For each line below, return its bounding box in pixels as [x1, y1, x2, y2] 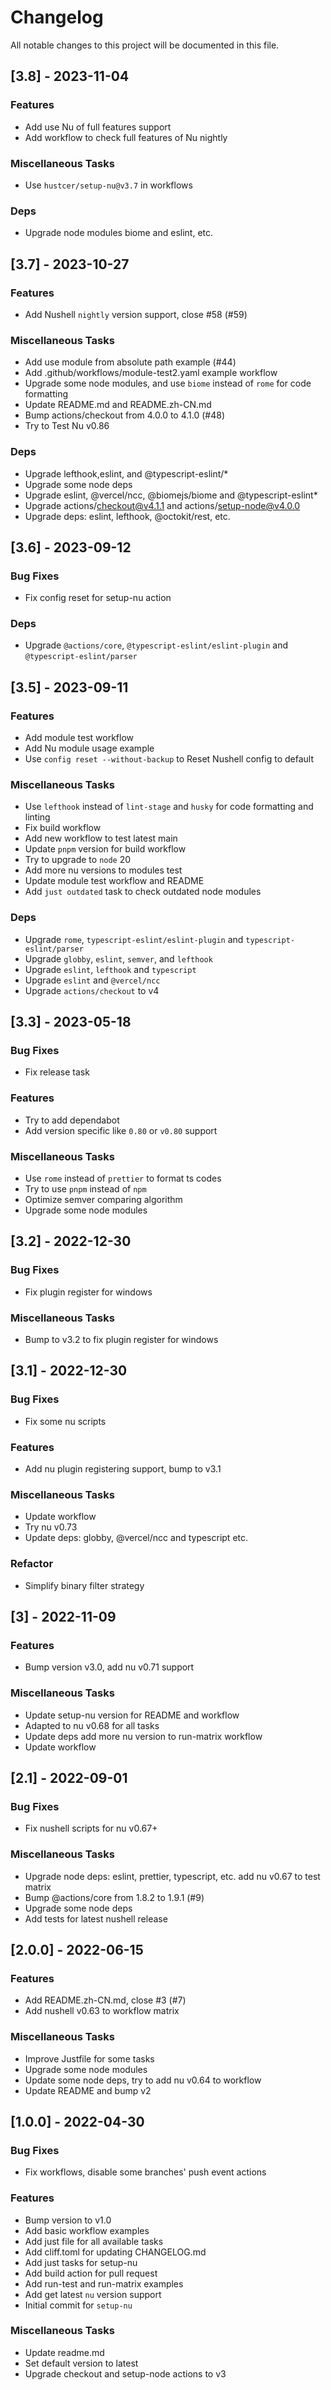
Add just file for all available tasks [24, 2235, 164, 2247]
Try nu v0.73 [24, 1521, 78, 1533]
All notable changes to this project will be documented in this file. [10, 39, 280, 51]
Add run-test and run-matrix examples [24, 2277, 184, 2290]
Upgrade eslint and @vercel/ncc [24, 974, 161, 986]
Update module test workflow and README [24, 875, 205, 887]
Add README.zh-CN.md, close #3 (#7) [24, 1994, 187, 2006]
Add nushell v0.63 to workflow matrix [24, 2005, 180, 2017]
